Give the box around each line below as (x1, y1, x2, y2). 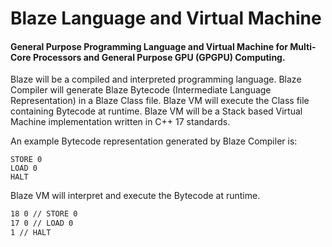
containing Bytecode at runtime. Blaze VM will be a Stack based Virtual (10, 105, 303, 117)
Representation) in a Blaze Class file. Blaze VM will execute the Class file (10, 95, 310, 107)
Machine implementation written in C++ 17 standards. (10, 116, 231, 128)
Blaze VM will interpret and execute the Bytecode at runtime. (10, 190, 261, 202)
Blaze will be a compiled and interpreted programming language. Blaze (10, 73, 302, 86)
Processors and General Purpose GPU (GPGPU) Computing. (32, 51, 286, 63)
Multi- (289, 40, 317, 52)
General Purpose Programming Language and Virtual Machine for (10, 40, 288, 52)
